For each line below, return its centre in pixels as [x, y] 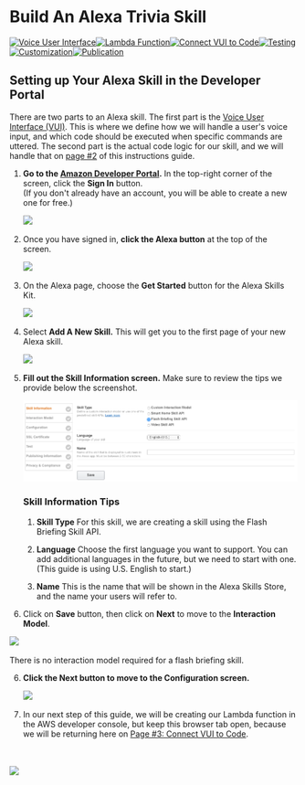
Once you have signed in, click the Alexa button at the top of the [145, 239]
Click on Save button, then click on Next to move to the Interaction [149, 613]
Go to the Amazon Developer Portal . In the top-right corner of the [147, 173]
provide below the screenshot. [80, 387]
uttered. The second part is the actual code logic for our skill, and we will [147, 146]
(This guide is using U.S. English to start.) [114, 568]
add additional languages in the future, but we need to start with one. [166, 558]
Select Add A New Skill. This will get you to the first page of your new [154, 332]
